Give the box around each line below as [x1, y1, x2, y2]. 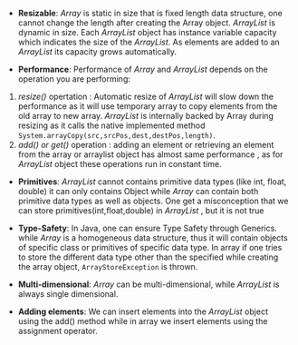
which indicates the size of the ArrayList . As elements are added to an [17, 36, 281, 47]
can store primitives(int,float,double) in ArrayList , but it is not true [17, 205, 264, 216]
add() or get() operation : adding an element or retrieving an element [17, 140, 274, 150]
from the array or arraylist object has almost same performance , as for [17, 149, 284, 160]
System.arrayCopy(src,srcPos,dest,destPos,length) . [17, 130, 216, 140]
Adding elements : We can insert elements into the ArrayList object [17, 306, 269, 317]
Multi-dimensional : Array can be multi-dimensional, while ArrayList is [17, 279, 280, 290]
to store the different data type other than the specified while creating [17, 251, 279, 262]
